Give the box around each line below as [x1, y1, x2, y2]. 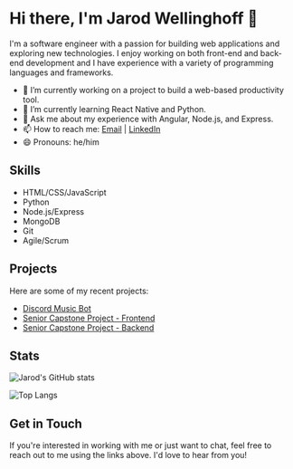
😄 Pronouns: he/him [22, 136, 99, 148]
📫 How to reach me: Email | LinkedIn [22, 123, 161, 134]
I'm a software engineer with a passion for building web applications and [9, 38, 280, 49]
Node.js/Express [22, 206, 84, 216]
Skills [9, 163, 41, 178]
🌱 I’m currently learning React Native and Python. [22, 103, 206, 114]
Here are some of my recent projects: [9, 285, 149, 296]
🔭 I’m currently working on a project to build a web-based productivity [22, 84, 285, 95]
